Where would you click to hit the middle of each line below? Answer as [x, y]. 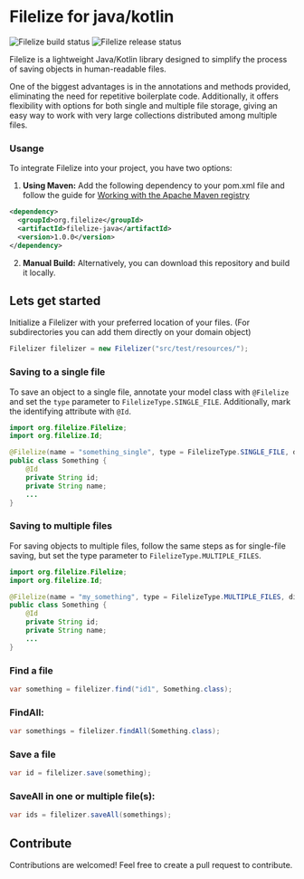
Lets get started [55, 301]
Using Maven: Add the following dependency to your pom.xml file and [153, 186]
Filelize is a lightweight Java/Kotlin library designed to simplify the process [148, 59]
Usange [27, 148]
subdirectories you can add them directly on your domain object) [130, 332]
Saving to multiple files [61, 526]
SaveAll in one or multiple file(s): [82, 797]
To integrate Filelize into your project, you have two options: [121, 168]
